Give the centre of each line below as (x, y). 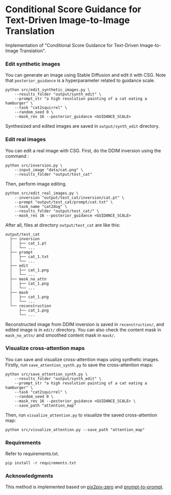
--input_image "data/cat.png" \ (49, 170)
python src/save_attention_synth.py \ (46, 374)
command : (17, 156)
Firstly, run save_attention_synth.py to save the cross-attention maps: (79, 365)
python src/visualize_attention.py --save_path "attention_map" (75, 430)
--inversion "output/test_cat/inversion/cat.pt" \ (69, 198)
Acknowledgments (29, 476)
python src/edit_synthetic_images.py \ (48, 90)
